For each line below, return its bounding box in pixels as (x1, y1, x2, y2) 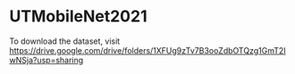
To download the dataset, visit (9, 36, 121, 46)
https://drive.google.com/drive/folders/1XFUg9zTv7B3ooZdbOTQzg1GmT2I (9, 45, 286, 55)
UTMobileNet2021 (9, 6, 147, 27)
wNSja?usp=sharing (9, 54, 84, 65)
